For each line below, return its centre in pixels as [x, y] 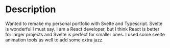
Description [31, 9]
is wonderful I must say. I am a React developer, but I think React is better [82, 29]
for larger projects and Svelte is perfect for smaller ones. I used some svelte [85, 34]
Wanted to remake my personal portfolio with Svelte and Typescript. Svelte [84, 23]
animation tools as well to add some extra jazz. [54, 40]
